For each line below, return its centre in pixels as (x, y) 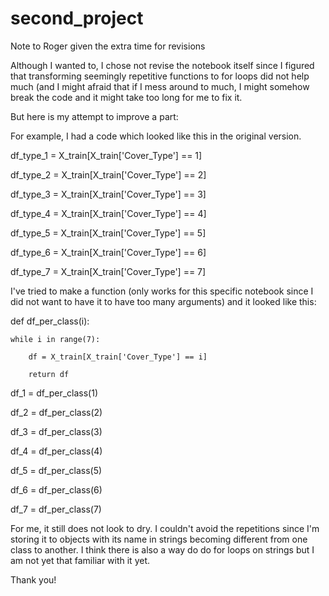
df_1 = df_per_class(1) (54, 393)
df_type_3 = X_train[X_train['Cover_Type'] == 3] (108, 194)
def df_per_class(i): (50, 321)
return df (49, 374)
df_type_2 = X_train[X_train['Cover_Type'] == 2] (108, 174)
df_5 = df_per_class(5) (56, 470)
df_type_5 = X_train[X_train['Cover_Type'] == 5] (108, 233)
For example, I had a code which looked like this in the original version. (156, 136)
